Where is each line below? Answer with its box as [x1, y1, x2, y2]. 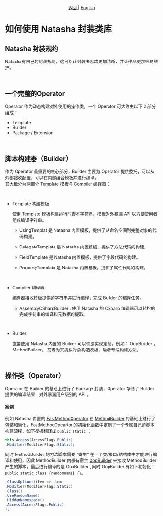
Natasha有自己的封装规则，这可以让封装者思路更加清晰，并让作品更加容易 [5, 59, 154, 64]
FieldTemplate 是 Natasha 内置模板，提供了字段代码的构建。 [19, 254, 141, 260]
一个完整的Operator [5, 90, 65, 98]
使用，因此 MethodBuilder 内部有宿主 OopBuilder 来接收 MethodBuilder [13, 457, 157, 463]
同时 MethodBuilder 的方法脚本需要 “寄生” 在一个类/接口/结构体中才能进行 [5, 452, 153, 457]
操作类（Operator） [5, 372, 65, 380]
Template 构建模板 [12, 200, 50, 206]
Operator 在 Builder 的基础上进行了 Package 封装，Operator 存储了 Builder [5, 386, 155, 392]
